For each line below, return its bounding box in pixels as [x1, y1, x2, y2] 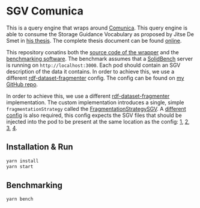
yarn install [6, 158, 39, 164]
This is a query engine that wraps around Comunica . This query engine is [6, 24, 188, 31]
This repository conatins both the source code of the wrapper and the [6, 48, 179, 55]
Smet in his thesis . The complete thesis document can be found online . [6, 37, 182, 44]
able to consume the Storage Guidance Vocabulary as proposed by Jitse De [6, 30, 194, 37]
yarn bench [6, 196, 34, 203]
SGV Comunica [6, 4, 84, 18]
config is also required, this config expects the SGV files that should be [6, 112, 182, 119]
